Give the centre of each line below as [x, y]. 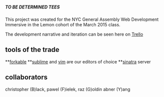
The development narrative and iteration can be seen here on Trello [74, 34]
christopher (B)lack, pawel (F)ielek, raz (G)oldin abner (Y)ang [68, 89]
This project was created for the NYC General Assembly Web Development [82, 19]
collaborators [27, 77]
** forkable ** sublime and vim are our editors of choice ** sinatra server [78, 61]
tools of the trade [32, 50]
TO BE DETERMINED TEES [33, 7]
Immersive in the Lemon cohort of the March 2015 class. [63, 24]
